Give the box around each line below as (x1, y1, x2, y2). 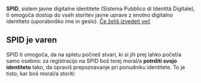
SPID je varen (6, 35, 57, 45)
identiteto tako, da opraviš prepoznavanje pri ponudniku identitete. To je (6, 63, 185, 70)
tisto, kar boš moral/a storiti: (6, 70, 76, 77)
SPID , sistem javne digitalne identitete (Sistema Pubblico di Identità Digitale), (6, 5, 195, 12)
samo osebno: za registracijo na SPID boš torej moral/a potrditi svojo (6, 57, 178, 64)
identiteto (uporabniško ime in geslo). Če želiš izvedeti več (6, 18, 151, 24)
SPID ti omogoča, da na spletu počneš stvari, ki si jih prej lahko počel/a (6, 51, 182, 58)
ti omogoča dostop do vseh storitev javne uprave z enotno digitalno (6, 11, 173, 19)
